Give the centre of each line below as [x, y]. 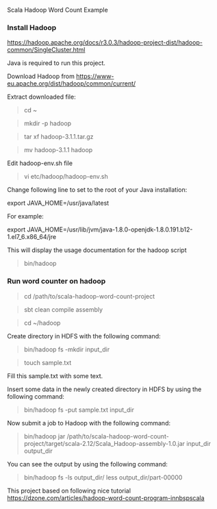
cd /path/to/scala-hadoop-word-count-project [89, 296]
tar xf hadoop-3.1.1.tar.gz [59, 137]
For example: [26, 216]
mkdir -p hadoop [48, 123]
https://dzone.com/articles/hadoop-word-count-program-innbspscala [106, 498]
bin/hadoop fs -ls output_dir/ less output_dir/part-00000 [103, 477]
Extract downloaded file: [42, 97]
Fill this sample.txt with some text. [55, 375]
